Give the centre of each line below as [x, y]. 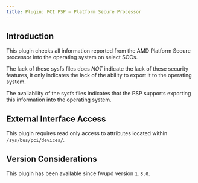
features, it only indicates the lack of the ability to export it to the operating [99, 75]
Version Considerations [52, 159]
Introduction [30, 37]
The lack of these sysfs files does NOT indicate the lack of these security [97, 69]
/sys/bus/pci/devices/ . [36, 140]
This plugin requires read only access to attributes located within [87, 133]
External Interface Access [56, 119]
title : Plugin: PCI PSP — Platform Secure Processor [74, 12]
